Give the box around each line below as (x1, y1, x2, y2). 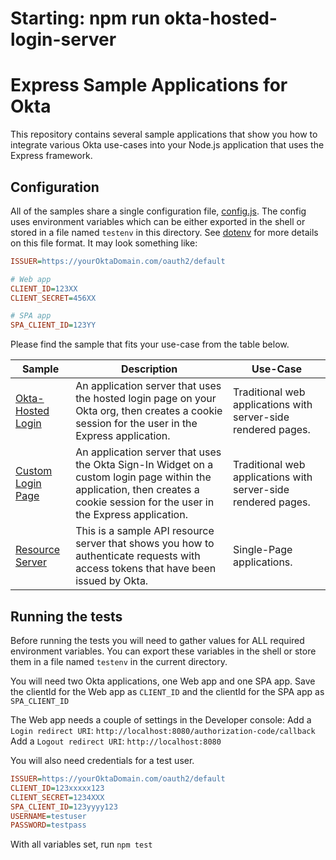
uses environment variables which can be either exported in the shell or (10, 215, 306, 227)
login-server (10, 28, 117, 51)
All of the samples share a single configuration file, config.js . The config (10, 205, 307, 217)
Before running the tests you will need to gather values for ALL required (10, 635, 305, 646)
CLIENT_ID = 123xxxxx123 (10, 783, 105, 793)
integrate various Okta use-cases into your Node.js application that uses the (10, 139, 325, 151)
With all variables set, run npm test (10, 838, 153, 851)
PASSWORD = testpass (10, 820, 87, 831)
